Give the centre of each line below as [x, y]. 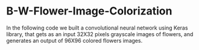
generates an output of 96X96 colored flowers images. [74, 40]
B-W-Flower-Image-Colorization [89, 11]
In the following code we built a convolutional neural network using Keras [97, 28]
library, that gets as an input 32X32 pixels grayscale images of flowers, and [100, 34]
